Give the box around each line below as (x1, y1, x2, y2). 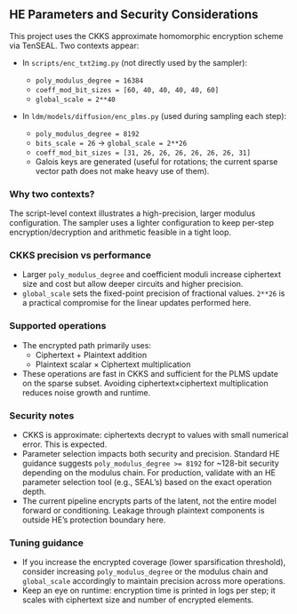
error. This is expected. (21, 439, 108, 450)
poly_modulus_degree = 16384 (35, 76, 144, 85)
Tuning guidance (9, 537, 84, 549)
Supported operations (9, 320, 107, 332)
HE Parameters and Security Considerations (9, 7, 259, 22)
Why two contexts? (9, 187, 95, 200)
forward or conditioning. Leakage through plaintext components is (21, 506, 265, 515)
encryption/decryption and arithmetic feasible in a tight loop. (9, 227, 232, 238)
